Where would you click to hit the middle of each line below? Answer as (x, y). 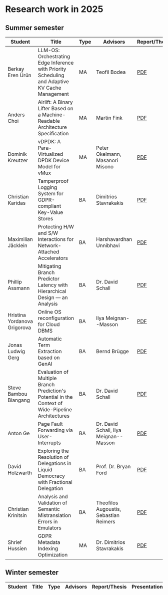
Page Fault (50, 424)
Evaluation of (53, 372)
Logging (47, 187)
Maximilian (20, 239)
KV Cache (49, 88)
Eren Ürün (19, 75)
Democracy (51, 476)
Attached (48, 252)
